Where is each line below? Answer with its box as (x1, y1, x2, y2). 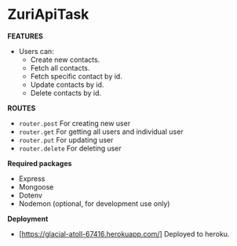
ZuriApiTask (7, 5, 89, 24)
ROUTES (7, 103, 36, 113)
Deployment (7, 214, 49, 223)
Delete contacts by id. (30, 88, 101, 97)
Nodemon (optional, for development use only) (18, 198, 170, 208)
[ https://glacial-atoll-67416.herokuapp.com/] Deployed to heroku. (18, 229, 230, 238)
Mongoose (18, 182, 54, 191)
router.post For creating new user (18, 118, 131, 128)
